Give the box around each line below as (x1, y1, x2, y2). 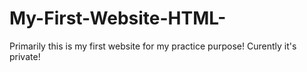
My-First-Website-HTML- (9, 7, 227, 30)
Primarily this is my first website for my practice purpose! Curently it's (9, 40, 297, 52)
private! (9, 50, 41, 62)
